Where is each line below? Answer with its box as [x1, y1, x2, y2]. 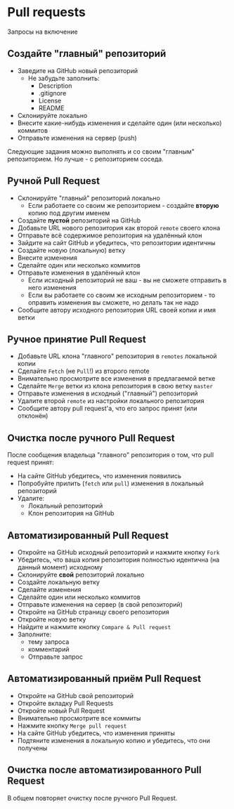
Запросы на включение [7, 27, 79, 36]
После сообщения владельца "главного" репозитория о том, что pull [7, 451, 214, 459]
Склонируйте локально [17, 111, 88, 119]
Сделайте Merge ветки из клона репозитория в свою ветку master [17, 382, 213, 390]
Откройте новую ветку [17, 615, 86, 624]
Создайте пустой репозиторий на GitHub [17, 216, 141, 225]
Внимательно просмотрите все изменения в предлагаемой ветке [17, 374, 216, 383]
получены [17, 744, 48, 752]
